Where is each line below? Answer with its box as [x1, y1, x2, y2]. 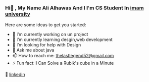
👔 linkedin [5, 72, 25, 78]
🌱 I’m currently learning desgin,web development [12, 37, 113, 42]
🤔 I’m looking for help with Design [12, 42, 81, 48]
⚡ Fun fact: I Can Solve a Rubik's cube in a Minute [12, 60, 114, 66]
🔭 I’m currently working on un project [12, 32, 88, 38]
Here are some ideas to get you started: [5, 22, 87, 28]
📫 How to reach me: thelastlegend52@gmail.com [12, 53, 114, 59]
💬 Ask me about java [12, 47, 54, 53]
